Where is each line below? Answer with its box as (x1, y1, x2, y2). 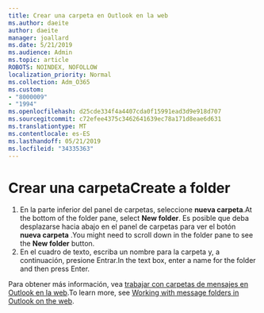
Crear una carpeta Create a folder (8, 179, 231, 197)
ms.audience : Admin (8, 48, 73, 56)
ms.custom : (8, 85, 44, 94)
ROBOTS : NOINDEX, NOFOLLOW (8, 64, 98, 71)
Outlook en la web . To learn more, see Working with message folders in (8, 288, 239, 298)
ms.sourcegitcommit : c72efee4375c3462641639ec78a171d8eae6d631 (8, 115, 222, 123)
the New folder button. (19, 239, 95, 249)
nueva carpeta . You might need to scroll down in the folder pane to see (19, 230, 254, 240)
